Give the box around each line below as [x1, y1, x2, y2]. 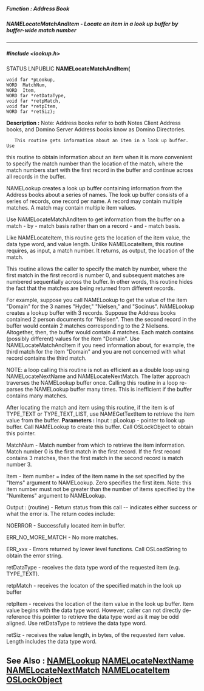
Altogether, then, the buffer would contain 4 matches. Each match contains [6, 329, 194, 336]
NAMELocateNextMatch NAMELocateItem [6, 665, 170, 675]
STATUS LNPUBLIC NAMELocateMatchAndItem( [6, 65, 131, 72]
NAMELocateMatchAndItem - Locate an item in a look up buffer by [6, 20, 178, 27]
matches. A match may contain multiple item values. [6, 204, 137, 211]
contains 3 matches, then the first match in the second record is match [6, 455, 183, 462]
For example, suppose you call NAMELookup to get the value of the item [6, 297, 188, 304]
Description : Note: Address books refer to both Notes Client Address [6, 119, 181, 127]
